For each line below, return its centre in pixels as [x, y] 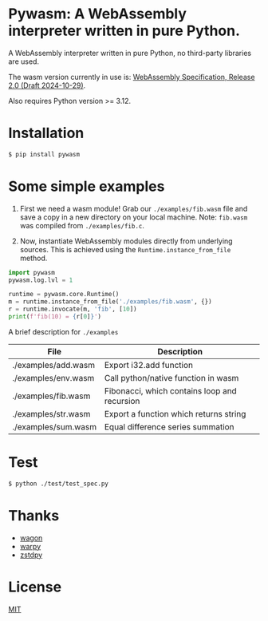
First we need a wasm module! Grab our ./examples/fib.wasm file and [134, 208]
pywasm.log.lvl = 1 [41, 280]
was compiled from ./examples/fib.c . [82, 225]
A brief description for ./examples [63, 331]
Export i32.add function [149, 365]
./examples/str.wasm [51, 413]
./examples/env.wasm [53, 378]
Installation [46, 133]
